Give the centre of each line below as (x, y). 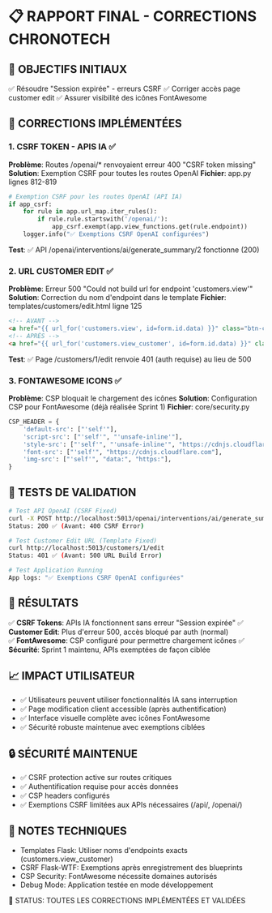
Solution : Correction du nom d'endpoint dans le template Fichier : (117, 298)
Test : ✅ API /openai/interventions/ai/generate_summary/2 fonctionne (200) (134, 250)
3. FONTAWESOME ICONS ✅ (65, 380)
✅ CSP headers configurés (65, 795)
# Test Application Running (56, 570)
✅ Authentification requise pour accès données (99, 787)
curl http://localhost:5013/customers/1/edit (86, 548)
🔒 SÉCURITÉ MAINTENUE (73, 754)
